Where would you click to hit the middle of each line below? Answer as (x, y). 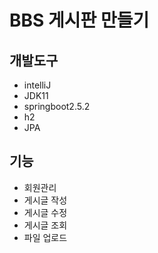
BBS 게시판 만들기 (79, 20)
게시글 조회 (45, 225)
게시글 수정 (45, 212)
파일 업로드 (45, 237)
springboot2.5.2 (57, 106)
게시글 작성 (45, 200)
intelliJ (37, 85)
